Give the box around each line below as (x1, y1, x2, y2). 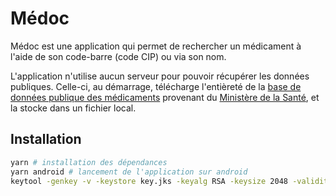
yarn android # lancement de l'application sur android (10, 167, 248, 177)
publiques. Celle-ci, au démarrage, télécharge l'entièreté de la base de (10, 80, 302, 92)
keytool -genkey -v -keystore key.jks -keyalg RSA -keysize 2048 (10, 176, 288, 186)
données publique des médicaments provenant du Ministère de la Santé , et (10, 91, 320, 103)
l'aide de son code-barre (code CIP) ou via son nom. (10, 50, 227, 62)
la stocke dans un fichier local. (10, 102, 137, 114)
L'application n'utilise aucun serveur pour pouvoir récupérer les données (10, 70, 310, 82)
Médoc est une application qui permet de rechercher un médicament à (10, 40, 302, 52)
